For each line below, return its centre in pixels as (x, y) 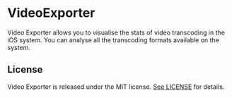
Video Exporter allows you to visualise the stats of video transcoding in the (116, 32)
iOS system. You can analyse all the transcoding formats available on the (113, 39)
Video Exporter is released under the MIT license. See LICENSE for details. (116, 87)
